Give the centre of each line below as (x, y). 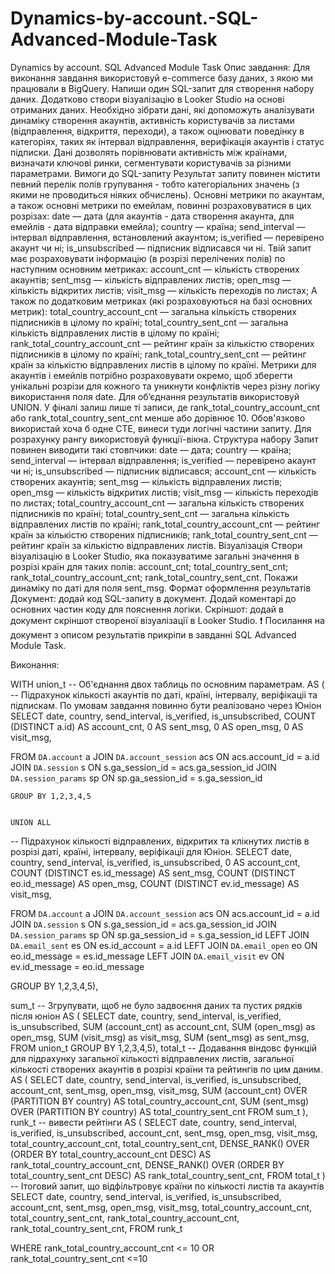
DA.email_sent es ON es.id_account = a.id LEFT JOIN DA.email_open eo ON (164, 945)
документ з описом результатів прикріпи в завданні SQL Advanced (153, 634)
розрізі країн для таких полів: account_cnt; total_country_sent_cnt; (149, 566)
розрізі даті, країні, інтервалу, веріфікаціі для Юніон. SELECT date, (151, 851)
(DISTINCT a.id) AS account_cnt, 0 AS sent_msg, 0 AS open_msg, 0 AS (157, 726)
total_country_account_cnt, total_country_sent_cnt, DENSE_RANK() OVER (160, 1143)
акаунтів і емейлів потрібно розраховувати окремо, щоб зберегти (151, 375)
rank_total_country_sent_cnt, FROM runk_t (96, 1228)
